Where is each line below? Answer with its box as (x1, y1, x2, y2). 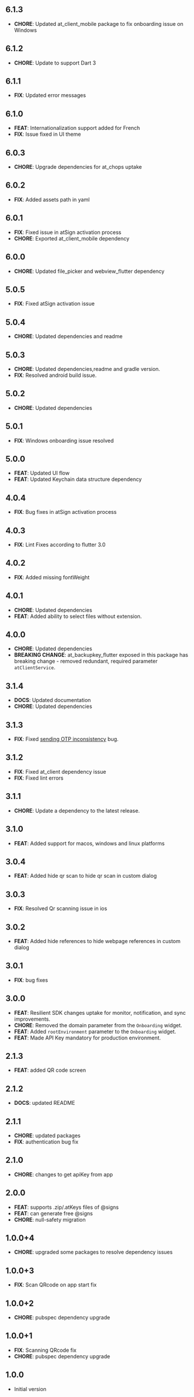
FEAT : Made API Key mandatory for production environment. (14, 1034, 161, 1041)
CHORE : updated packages (14, 1132, 81, 1139)
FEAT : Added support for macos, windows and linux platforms (14, 840, 165, 847)
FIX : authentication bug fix (14, 1138, 79, 1145)
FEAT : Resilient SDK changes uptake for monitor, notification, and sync (14, 1009, 186, 1016)
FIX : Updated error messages (14, 92, 86, 99)
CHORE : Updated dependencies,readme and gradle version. (14, 365, 160, 372)
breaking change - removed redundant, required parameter (14, 658, 158, 665)
